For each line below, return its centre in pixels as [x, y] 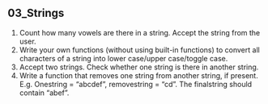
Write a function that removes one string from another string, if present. [138, 75]
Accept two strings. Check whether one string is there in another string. [139, 67]
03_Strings [36, 13]
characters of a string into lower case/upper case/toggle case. [123, 58]
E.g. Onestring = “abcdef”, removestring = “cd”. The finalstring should [136, 84]
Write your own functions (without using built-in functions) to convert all [139, 50]
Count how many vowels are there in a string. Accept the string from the [140, 32]
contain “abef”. [44, 93]
